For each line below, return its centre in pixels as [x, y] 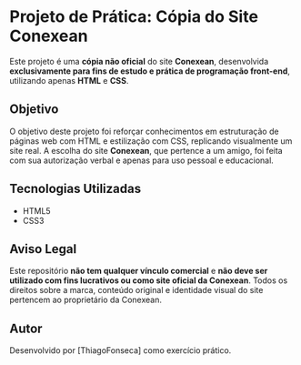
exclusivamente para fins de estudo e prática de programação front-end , [150, 71]
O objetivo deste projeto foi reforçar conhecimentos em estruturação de [144, 131]
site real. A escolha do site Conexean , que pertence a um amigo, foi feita [146, 150]
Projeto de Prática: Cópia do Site [134, 17]
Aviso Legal [43, 249]
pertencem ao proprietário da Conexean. [85, 300]
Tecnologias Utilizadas [75, 189]
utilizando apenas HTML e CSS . [69, 80]
